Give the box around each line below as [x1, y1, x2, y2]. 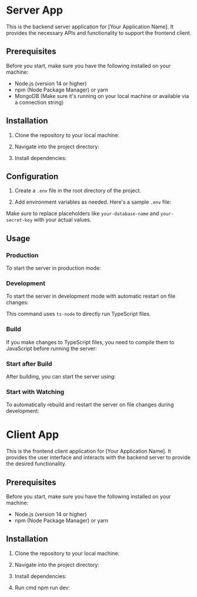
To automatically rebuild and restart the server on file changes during [6, 401, 174, 408]
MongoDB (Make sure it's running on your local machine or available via [14, 92, 189, 99]
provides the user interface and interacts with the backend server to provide [6, 454, 191, 461]
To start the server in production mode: [6, 265, 101, 272]
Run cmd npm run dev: [14, 584, 71, 591]
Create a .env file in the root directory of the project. [14, 187, 142, 194]
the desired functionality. [6, 460, 66, 467]
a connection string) [14, 99, 64, 106]
